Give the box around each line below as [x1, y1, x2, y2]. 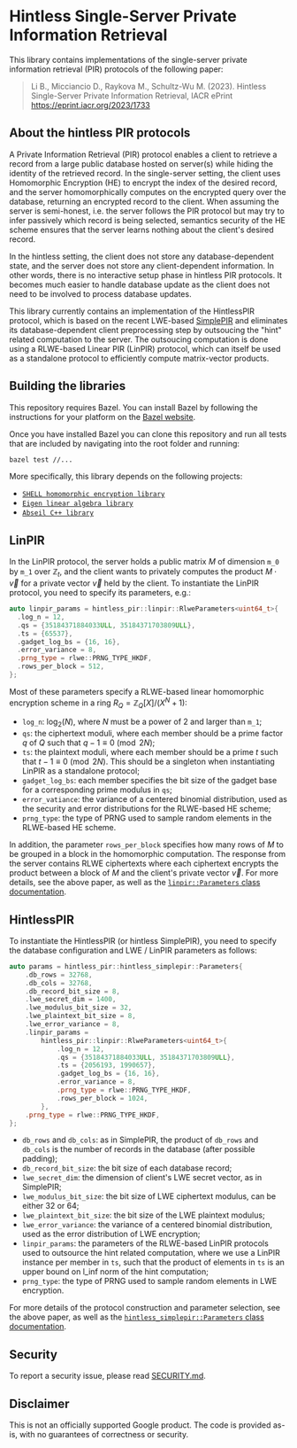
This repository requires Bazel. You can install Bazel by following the [9, 401, 258, 413]
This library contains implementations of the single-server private [9, 54, 247, 65]
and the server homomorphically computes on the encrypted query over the [9, 186, 286, 197]
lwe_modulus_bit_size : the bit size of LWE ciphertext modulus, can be [21, 1191, 277, 1202]
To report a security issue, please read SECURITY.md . [9, 1371, 206, 1382]
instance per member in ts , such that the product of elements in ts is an [21, 1257, 286, 1268]
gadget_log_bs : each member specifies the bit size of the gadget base [21, 775, 278, 786]
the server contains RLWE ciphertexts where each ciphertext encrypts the [9, 858, 279, 869]
